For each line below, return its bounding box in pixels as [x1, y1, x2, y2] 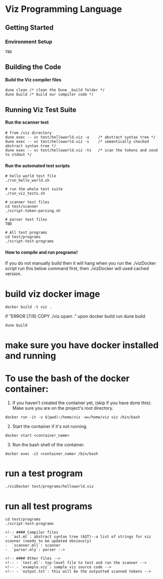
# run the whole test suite [5, 187, 63, 192]
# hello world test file [5, 174, 56, 179]
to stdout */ [5, 152, 32, 157]
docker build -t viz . [5, 304, 52, 310]
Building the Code [5, 63, 62, 72]
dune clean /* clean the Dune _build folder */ [5, 88, 105, 93]
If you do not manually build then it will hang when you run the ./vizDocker [5, 260, 157, 266]
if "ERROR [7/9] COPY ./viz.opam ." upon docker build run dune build [5, 313, 146, 319]
